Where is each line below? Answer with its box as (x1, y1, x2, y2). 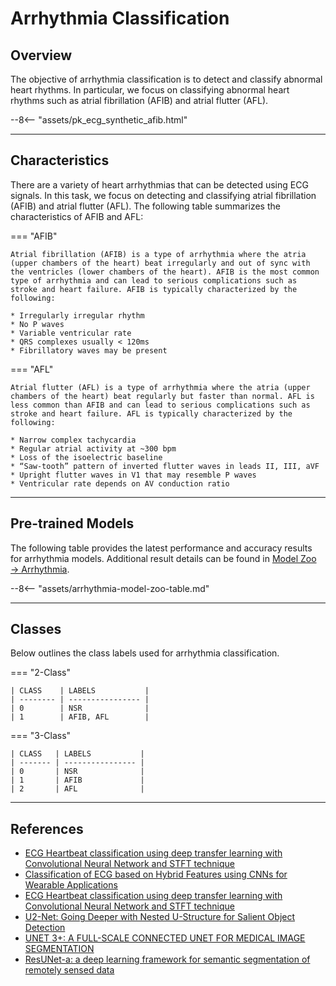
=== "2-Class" (10, 667, 72, 679)
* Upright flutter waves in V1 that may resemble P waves (10, 470, 257, 480)
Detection (24, 922, 66, 934)
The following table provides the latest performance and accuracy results (10, 542, 313, 554)
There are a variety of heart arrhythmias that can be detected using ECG (10, 178, 309, 191)
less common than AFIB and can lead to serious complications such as (10, 400, 311, 410)
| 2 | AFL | (10, 784, 145, 794)
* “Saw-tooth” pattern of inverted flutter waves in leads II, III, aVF (10, 461, 320, 471)
